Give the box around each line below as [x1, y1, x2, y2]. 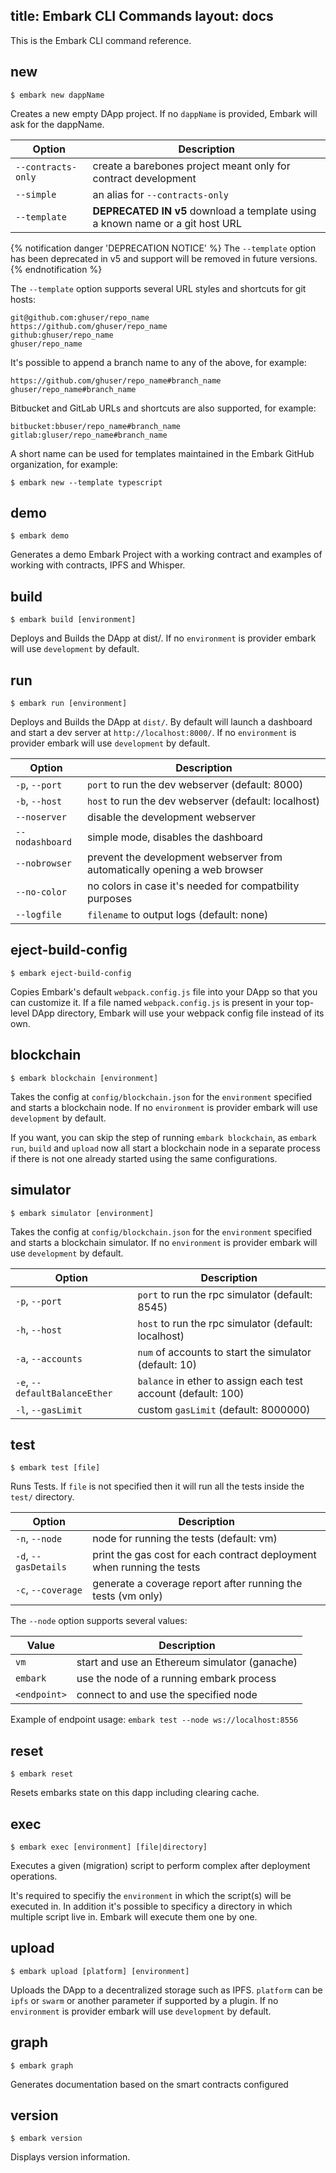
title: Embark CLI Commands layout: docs [10, 8, 274, 25]
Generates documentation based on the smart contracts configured [10, 2078, 289, 2090]
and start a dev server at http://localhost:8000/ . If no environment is [10, 727, 297, 739]
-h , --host [15, 1322, 63, 1336]
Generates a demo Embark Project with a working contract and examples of [10, 549, 323, 561]
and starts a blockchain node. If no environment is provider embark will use [10, 1101, 318, 1113]
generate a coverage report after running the [92, 1577, 303, 1591]
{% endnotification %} [10, 263, 103, 275]
